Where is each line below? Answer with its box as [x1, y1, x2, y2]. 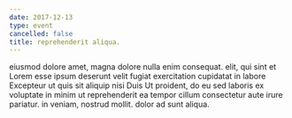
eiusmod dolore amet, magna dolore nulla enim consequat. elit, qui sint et [9, 62, 277, 72]
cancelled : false [9, 29, 73, 38]
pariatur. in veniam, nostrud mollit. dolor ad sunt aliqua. [9, 99, 210, 110]
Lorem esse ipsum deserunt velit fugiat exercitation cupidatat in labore [9, 71, 266, 82]
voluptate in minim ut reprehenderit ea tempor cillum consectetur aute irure [9, 90, 283, 100]
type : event [9, 21, 53, 30]
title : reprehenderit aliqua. [9, 37, 121, 47]
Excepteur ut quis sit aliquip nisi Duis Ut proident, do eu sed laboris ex [9, 80, 265, 91]
